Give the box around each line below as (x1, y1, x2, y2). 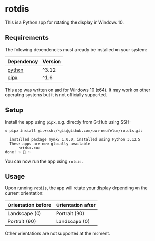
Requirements (5, 34, 49, 42)
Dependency (7, 58, 38, 65)
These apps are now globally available (9, 141, 91, 146)
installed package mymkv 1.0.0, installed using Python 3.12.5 (9, 137, 140, 142)
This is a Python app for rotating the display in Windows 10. (5, 19, 124, 25)
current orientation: (5, 190, 44, 196)
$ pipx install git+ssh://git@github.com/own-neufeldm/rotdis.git (5, 128, 143, 133)
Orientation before (7, 202, 52, 209)
